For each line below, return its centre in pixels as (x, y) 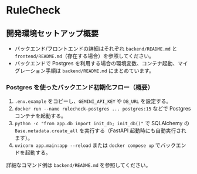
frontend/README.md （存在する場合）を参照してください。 (84, 56)
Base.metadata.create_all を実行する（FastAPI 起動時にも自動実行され (100, 130)
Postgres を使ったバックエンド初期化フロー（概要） (80, 87)
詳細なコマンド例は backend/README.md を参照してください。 (79, 165)
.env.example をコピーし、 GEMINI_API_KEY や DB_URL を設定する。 (93, 101)
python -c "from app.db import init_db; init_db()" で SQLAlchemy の (102, 123)
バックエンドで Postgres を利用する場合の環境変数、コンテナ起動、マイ (101, 63)
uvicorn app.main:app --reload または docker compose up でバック (95, 145)
